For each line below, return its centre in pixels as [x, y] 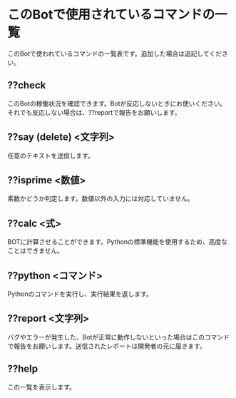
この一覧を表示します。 [42, 387]
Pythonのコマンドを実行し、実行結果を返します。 [80, 294]
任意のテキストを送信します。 [51, 155]
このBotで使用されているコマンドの [111, 15]
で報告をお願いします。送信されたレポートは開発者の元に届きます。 [107, 346]
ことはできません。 [36, 251]
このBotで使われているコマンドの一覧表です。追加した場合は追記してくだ [115, 53]
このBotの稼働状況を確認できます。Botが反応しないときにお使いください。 [117, 103]
